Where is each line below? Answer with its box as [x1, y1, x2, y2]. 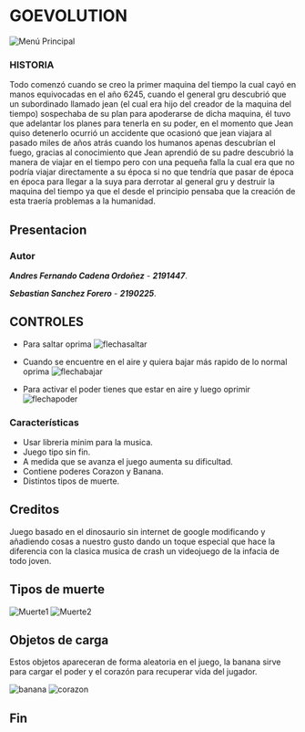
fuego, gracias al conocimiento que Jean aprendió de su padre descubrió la [9, 147, 294, 158]
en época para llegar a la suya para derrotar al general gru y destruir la [9, 176, 275, 187]
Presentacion [9, 222, 87, 237]
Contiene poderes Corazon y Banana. [22, 466, 164, 477]
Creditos [9, 502, 60, 518]
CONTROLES [9, 314, 85, 329]
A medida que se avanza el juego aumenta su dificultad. [22, 456, 234, 467]
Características [9, 416, 79, 429]
